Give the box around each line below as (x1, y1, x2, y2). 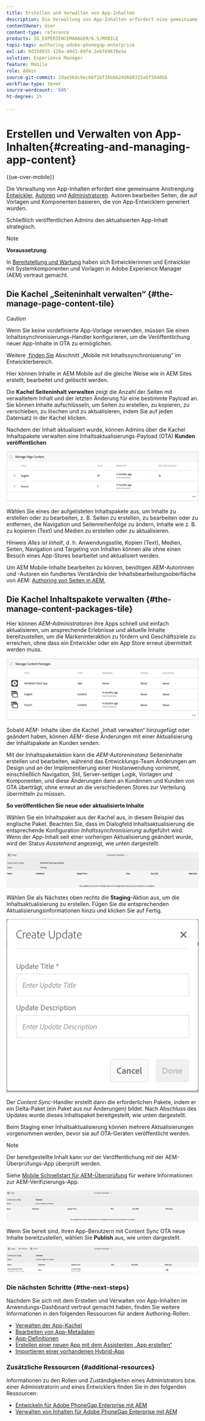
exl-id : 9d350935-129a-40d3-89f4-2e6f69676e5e (6, 49, 127, 55)
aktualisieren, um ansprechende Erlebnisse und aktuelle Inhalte (6, 627, 166, 634)
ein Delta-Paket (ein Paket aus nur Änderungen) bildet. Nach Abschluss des (6, 1105, 197, 1113)
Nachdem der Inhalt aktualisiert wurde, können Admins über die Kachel (6, 426, 185, 433)
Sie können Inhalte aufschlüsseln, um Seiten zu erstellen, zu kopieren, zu (6, 401, 190, 409)
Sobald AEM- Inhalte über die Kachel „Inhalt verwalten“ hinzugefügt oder (6, 726, 190, 733)
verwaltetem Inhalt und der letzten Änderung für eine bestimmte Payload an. (6, 394, 199, 402)
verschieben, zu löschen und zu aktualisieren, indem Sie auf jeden (6, 407, 173, 415)
